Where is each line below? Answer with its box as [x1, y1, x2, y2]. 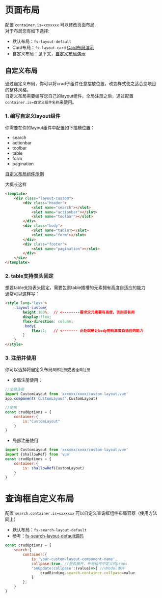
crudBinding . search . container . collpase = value [40, 570, 135, 575]
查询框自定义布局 [5, 493, 75, 504]
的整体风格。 [5, 87, 31, 93]
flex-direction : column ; [23, 319, 74, 324]
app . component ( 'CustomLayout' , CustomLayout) [5, 396, 98, 401]
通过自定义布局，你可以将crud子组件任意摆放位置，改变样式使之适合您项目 [5, 80, 157, 86]
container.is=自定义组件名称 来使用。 [5, 99, 77, 105]
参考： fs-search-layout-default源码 [12, 533, 84, 539]
